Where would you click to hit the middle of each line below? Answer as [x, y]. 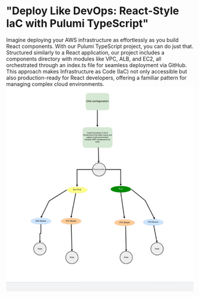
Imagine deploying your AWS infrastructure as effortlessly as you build [93, 40]
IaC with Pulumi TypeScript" [78, 23]
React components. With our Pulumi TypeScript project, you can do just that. [100, 46]
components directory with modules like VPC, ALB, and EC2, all [84, 59]
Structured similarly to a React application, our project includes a [85, 52]
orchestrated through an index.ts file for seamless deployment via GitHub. [97, 65]
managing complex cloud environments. [55, 84]
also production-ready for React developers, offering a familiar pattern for [97, 78]
